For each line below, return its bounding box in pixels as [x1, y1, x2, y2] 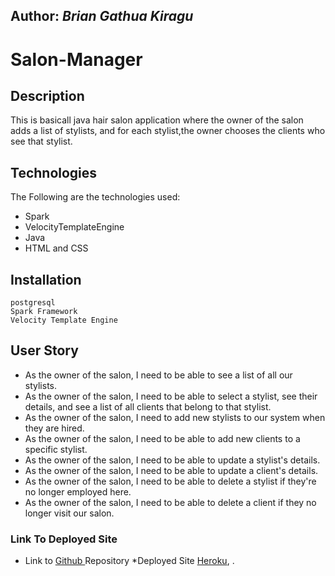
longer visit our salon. [24, 507, 115, 519]
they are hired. [24, 422, 85, 434]
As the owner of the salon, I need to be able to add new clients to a [24, 432, 301, 444]
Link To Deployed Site [10, 532, 118, 546]
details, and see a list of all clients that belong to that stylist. [24, 400, 272, 413]
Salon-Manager [10, 48, 143, 71]
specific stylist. [24, 443, 88, 455]
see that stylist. [10, 135, 73, 148]
